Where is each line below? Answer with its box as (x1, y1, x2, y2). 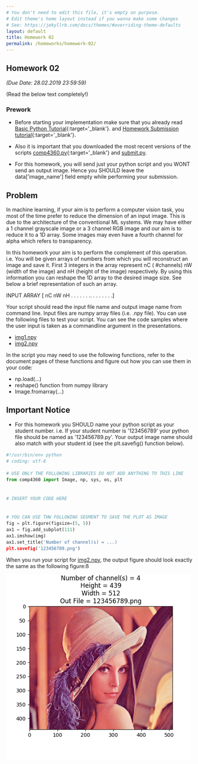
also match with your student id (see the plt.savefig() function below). (14, 440, 185, 447)
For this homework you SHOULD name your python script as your (14, 421, 174, 428)
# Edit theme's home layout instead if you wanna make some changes (6, 15, 178, 22)
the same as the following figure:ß (6, 562, 89, 569)
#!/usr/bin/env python (6, 452, 62, 458)
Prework (6, 105, 31, 114)
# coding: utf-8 (6, 458, 46, 464)
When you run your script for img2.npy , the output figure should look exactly (6, 556, 193, 563)
